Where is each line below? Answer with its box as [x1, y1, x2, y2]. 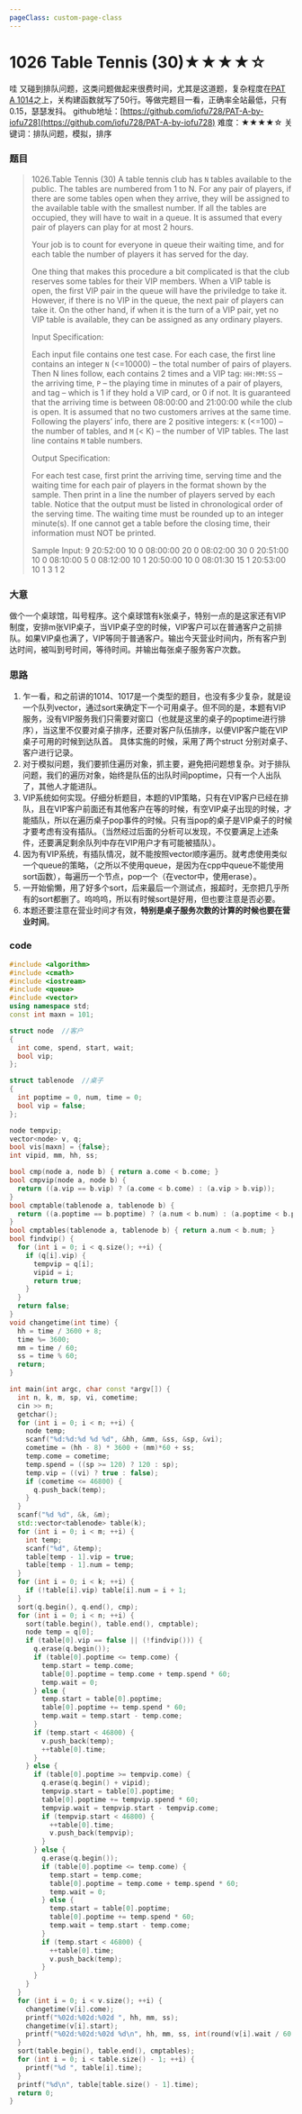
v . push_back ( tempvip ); [49, 1828, 135, 1838]
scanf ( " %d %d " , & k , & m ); [17, 1510, 111, 1519]
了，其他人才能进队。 [22, 781, 102, 792]
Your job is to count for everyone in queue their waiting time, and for [31, 239, 285, 250]
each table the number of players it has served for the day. [31, 249, 249, 260]
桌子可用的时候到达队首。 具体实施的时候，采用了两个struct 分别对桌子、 [22, 736, 293, 747]
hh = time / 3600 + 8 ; [17, 1326, 102, 1335]
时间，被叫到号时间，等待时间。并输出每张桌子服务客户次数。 [16, 644, 245, 655]
